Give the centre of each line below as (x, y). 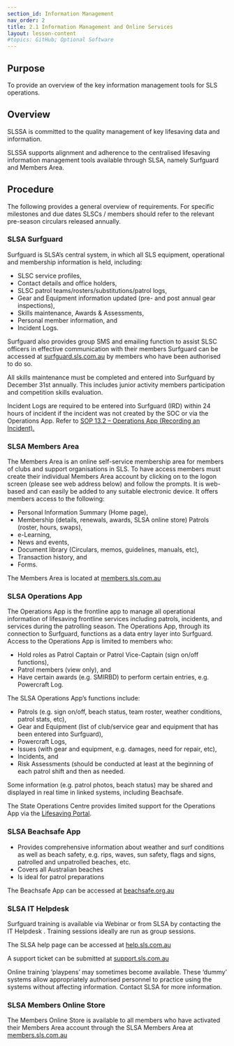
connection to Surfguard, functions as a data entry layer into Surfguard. (110, 634)
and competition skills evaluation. (55, 392)
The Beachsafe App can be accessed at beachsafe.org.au (91, 890)
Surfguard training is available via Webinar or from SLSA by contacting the (114, 924)
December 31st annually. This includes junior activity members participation (116, 385)
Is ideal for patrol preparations (61, 876)
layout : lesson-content (42, 33)
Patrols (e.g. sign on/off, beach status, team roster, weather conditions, (119, 712)
